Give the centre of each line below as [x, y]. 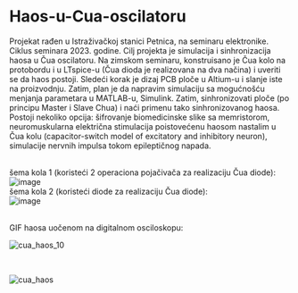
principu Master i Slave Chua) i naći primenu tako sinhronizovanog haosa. [145, 107]
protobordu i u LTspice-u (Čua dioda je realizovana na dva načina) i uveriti [145, 70]
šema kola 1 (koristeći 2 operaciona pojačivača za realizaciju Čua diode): [143, 172]
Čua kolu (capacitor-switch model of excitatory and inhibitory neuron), [138, 136]
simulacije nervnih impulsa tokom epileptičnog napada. [110, 146]
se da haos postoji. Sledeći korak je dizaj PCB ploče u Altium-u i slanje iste [146, 79]
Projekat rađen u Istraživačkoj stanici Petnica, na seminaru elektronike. [139, 41]
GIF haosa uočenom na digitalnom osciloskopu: [96, 227]
